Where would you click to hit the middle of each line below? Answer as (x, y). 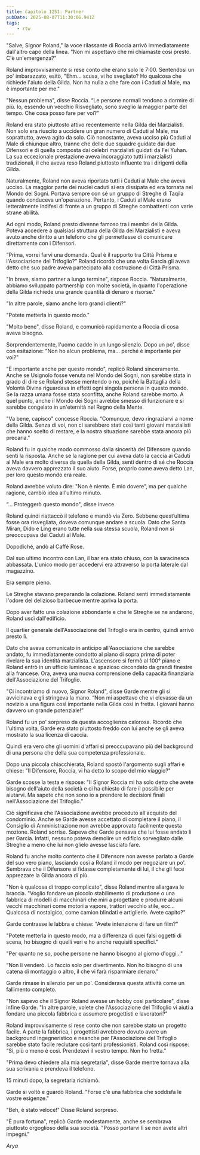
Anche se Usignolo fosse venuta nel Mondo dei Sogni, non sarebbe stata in (99, 375)
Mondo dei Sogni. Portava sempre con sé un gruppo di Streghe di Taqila (95, 194)
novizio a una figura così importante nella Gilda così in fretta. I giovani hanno (100, 704)
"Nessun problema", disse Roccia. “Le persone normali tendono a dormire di (100, 101)
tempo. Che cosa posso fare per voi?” (53, 113)
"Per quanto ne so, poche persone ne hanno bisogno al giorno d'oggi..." (95, 954)
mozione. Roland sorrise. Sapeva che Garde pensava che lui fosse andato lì (99, 832)
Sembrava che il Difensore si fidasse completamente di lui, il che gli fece (95, 869)
